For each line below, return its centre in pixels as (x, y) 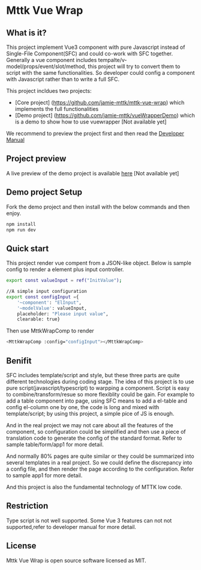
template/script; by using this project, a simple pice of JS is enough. (90, 414)
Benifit (19, 361)
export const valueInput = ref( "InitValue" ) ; (64, 281)
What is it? (26, 33)
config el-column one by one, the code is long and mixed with (83, 407)
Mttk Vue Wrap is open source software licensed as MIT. (76, 560)
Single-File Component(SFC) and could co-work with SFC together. (89, 54)
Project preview (36, 159)
